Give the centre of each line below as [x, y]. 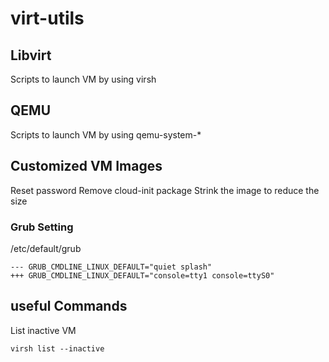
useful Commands [69, 306]
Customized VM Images [86, 166]
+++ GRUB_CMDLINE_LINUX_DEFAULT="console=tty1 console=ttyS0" [142, 275]
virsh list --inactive [57, 348]
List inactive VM [43, 330]
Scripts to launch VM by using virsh [83, 79]
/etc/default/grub [46, 248]
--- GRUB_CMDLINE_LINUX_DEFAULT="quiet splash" [111, 267]
